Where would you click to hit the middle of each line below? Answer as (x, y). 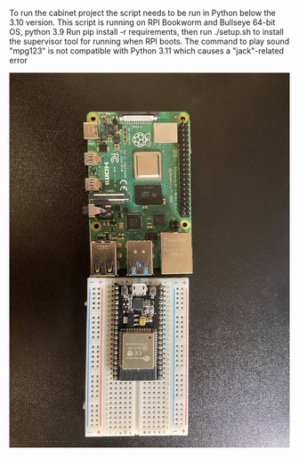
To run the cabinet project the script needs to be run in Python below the (142, 13)
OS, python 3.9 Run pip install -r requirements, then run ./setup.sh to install (147, 32)
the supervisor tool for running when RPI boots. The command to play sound (149, 41)
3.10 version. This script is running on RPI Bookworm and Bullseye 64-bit (142, 22)
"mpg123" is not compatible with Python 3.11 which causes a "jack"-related (147, 51)
